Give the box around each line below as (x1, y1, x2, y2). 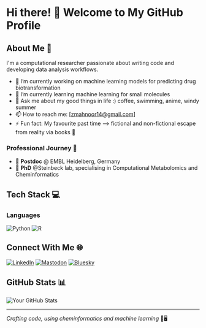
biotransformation (15, 84, 61, 91)
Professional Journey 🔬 (6, 143, 78, 152)
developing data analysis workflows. (6, 66, 99, 73)
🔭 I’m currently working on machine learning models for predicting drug (15, 78, 196, 85)
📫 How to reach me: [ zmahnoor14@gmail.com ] (15, 110, 136, 118)
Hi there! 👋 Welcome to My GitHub (6, 6, 184, 20)
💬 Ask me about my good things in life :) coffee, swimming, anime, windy (15, 97, 199, 104)
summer (15, 104, 37, 111)
